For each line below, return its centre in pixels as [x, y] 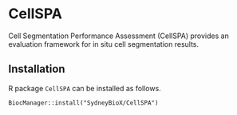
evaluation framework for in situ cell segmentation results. [104, 44]
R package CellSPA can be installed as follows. [85, 88]
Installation [37, 69]
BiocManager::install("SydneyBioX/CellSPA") [83, 103]
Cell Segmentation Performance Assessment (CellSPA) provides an [118, 36]
